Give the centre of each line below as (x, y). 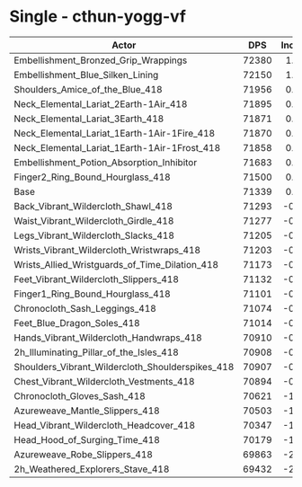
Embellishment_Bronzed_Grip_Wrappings (101, 60)
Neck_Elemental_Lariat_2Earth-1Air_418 (101, 103)
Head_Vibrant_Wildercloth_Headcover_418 (105, 425)
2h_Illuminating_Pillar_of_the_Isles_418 (97, 352)
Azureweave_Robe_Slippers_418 (83, 454)
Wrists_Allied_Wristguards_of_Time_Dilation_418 (116, 264)
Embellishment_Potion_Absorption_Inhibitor (106, 162)
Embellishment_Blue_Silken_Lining (86, 75)
